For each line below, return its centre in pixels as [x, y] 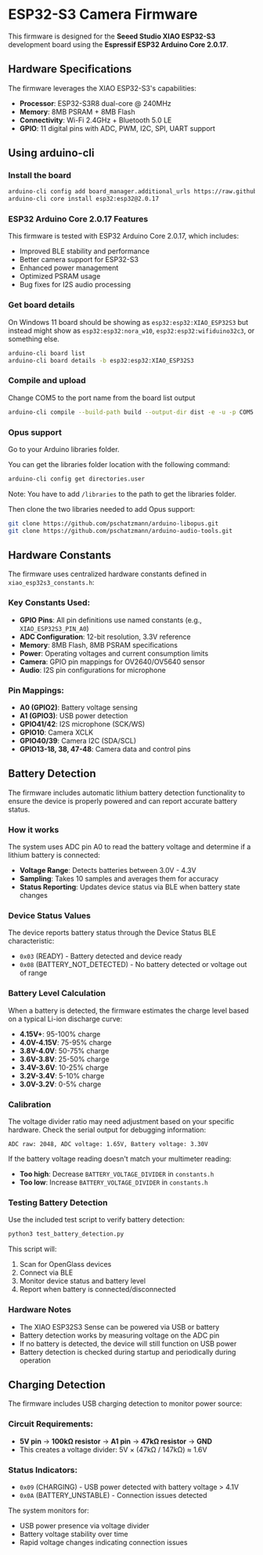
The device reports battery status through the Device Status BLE [112, 933]
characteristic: [31, 941]
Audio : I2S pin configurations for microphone [92, 670]
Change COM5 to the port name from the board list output [102, 397]
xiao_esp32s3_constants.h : [51, 582]
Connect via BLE [46, 1272]
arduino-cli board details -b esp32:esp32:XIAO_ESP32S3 [101, 360]
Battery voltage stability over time [74, 1534]
